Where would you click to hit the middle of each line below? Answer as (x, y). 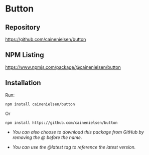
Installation (23, 83)
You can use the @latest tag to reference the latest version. (74, 147)
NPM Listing (25, 55)
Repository (23, 27)
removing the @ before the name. (47, 137)
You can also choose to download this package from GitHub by (78, 132)
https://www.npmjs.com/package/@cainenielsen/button (63, 67)
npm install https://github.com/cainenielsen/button (61, 123)
